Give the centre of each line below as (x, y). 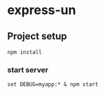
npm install (24, 52)
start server (28, 70)
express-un (42, 10)
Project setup (37, 36)
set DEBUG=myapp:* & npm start (53, 84)
